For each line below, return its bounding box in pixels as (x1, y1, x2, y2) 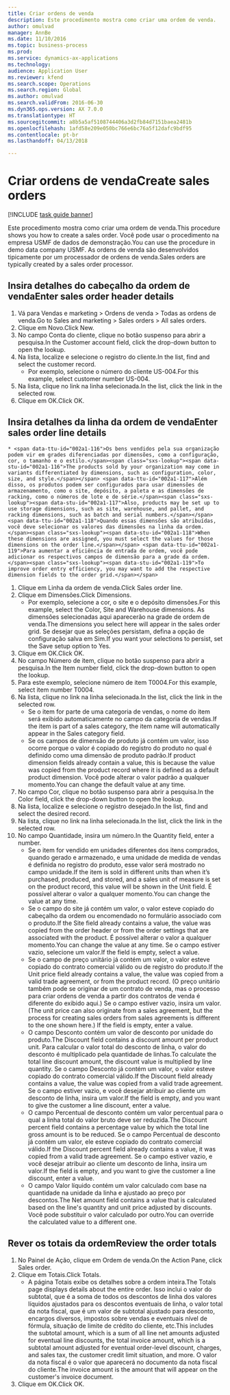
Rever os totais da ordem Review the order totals (8, 1238, 217, 1250)
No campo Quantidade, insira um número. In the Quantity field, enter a (17, 831, 214, 839)
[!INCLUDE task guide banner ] (8, 211, 93, 219)
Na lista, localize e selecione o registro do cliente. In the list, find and (17, 353, 210, 361)
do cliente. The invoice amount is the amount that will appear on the (27, 1365, 218, 1373)
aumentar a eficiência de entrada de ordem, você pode (38, 547, 198, 554)
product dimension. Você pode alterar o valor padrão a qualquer (27, 773, 209, 781)
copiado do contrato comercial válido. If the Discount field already (27, 1072, 213, 1080)
